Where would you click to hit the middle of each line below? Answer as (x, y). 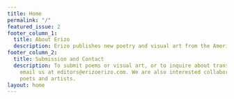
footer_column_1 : (32, 33)
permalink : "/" (29, 20)
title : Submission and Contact (59, 59)
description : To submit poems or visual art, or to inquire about (112, 66)
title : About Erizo (42, 40)
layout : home (26, 85)
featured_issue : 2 (34, 26)
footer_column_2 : (32, 53)
